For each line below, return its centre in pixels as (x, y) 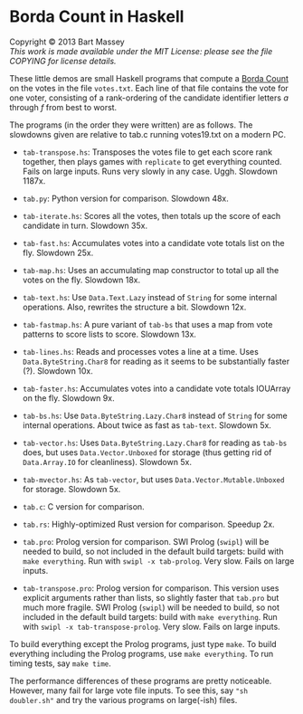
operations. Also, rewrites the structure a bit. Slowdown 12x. (134, 307)
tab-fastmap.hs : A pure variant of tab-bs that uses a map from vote (147, 324)
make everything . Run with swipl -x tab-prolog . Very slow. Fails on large (158, 561)
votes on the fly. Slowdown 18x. (81, 280)
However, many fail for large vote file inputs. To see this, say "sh (129, 690)
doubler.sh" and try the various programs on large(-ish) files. (123, 700)
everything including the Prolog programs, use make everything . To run (142, 653)
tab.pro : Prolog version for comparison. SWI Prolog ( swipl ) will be (146, 541)
